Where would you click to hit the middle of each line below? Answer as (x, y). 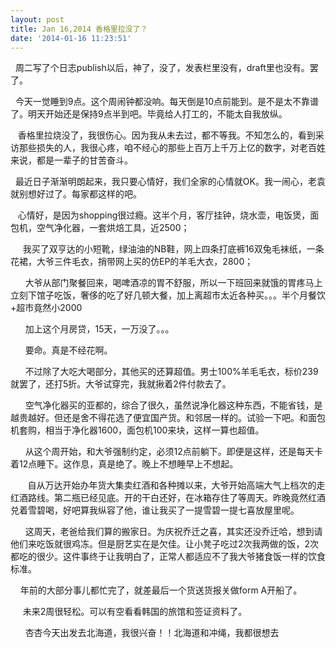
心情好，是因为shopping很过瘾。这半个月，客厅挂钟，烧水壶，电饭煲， (164, 215)
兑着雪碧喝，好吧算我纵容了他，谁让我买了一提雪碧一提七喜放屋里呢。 (155, 510)
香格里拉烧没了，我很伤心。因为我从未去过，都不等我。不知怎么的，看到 (166, 135)
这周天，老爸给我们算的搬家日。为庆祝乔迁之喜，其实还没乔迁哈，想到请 (173, 532)
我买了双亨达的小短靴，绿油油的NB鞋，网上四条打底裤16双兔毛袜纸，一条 (173, 249)
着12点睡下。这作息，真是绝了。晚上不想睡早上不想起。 (124, 464)
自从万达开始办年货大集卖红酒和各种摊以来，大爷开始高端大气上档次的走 (176, 485)
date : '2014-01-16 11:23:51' (71, 38)
